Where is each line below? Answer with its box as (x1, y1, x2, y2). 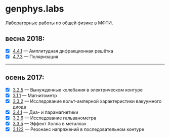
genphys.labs (5, 3, 64, 15)
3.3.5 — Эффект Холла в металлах (12, 121, 87, 126)
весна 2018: (5, 34, 45, 43)
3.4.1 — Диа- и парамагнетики (12, 109, 78, 115)
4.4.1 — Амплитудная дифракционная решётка (12, 48, 114, 54)
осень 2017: (5, 73, 45, 82)
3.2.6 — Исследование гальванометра (12, 115, 97, 121)
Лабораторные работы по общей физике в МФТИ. (5, 20, 113, 26)
